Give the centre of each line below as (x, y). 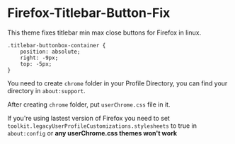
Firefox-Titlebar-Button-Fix (89, 13)
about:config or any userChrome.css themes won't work (92, 133)
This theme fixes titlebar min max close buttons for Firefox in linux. (104, 32)
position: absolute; (50, 52)
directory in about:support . (47, 90)
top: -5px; (36, 64)
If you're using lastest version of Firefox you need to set (88, 118)
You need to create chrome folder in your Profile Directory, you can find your (117, 83)
